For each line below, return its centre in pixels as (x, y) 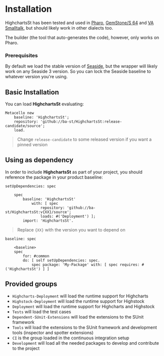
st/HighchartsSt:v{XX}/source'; (38, 212)
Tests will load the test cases (42, 312)
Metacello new (20, 113)
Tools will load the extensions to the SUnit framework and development (84, 327)
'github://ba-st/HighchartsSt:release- (81, 122)
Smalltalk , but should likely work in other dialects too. (59, 28)
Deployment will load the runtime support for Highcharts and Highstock (83, 306)
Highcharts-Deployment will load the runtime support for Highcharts (80, 296)
